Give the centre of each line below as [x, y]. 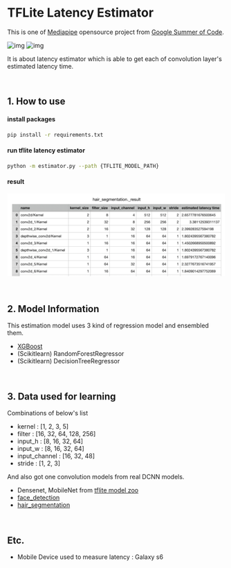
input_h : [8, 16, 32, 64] [50, 441]
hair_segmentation [44, 505]
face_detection [38, 498]
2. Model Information [53, 309]
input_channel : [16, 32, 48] [56, 456]
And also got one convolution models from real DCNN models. [96, 477]
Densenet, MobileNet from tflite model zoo [78, 490]
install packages [31, 119]
